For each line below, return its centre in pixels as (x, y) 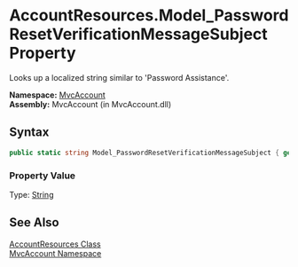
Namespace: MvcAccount (58, 95)
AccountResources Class (55, 244)
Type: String (31, 194)
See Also (34, 223)
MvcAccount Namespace (55, 253)
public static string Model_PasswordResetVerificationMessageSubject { (144, 153)
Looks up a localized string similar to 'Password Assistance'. (119, 77)
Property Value (43, 176)
